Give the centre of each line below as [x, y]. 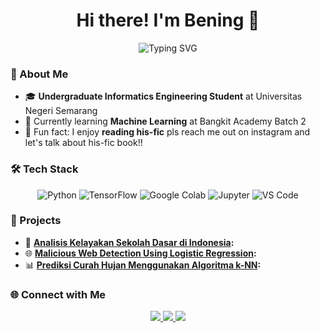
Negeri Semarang [61, 111]
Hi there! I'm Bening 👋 [168, 20]
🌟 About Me [39, 74]
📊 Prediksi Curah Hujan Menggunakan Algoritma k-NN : [143, 265]
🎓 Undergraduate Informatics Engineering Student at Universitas [163, 96]
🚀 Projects [36, 221]
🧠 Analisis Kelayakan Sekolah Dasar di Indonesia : [129, 242]
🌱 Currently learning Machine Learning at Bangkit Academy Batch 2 [165, 121]
